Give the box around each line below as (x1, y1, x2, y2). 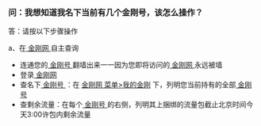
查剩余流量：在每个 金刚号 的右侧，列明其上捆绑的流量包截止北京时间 (19, 100, 247, 109)
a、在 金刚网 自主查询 (8, 44, 79, 53)
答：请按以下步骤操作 (8, 26, 78, 36)
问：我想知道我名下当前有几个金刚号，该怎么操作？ (8, 6, 204, 17)
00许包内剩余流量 (33, 109, 91, 120)
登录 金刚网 (19, 70, 57, 80)
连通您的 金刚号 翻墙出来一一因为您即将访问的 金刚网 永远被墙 (19, 60, 223, 70)
